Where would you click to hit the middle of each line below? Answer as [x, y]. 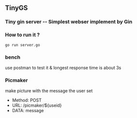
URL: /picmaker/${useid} [37, 105]
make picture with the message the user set [49, 91]
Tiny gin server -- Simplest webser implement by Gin [69, 22]
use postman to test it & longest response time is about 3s [63, 67]
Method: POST [27, 100]
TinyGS [17, 8]
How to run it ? [22, 35]
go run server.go [23, 45]
